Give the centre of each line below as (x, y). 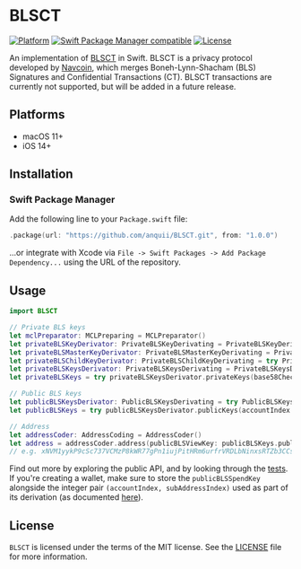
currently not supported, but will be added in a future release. (123, 86)
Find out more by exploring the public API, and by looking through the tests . (149, 468)
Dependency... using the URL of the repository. (95, 262)
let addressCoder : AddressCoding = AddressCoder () (106, 435)
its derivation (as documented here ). (76, 497)
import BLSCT (34, 311)
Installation (41, 175)
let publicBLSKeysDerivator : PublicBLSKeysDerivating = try (124, 402)
